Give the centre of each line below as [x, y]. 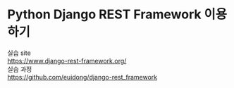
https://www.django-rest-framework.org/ [67, 61]
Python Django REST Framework [104, 14]
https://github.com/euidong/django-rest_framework [82, 77]
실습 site [19, 53]
